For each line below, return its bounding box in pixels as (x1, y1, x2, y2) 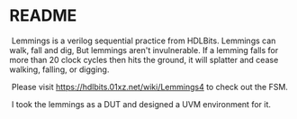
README (9, 5, 77, 26)
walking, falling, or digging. (9, 64, 110, 75)
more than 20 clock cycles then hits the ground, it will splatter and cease (9, 54, 279, 65)
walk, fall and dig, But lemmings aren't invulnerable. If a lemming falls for (9, 44, 279, 55)
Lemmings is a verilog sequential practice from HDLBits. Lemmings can (11, 35, 276, 46)
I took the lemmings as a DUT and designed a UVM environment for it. (11, 98, 272, 109)
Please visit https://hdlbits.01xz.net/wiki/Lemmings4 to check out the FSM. (11, 81, 288, 92)
